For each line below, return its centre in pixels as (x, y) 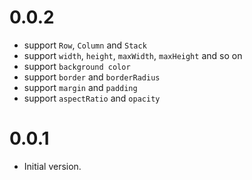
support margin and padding (80, 87)
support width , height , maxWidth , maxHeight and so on (133, 55)
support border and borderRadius (92, 77)
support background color (77, 66)
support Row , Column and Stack (85, 45)
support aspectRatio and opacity (92, 98)
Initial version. (52, 166)
